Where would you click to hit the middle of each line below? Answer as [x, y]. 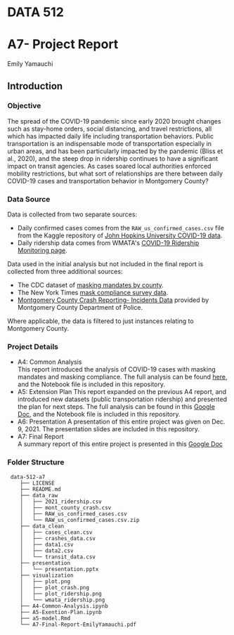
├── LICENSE [37, 483]
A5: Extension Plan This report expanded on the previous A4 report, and [122, 392]
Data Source [29, 199]
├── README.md [40, 489]
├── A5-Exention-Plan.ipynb [61, 612]
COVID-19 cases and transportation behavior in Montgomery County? [108, 181]
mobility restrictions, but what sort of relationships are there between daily [115, 174]
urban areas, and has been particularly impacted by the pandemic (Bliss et [115, 151]
